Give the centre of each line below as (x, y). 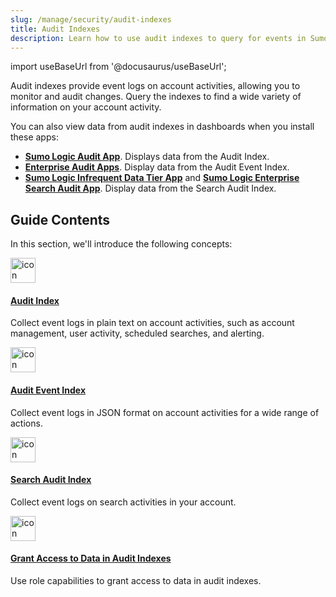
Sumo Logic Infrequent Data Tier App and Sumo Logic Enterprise (162, 178)
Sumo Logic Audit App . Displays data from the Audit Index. (147, 157)
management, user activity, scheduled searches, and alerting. (137, 333)
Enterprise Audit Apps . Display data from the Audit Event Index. (157, 167)
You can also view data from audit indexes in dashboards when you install (162, 127)
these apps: (34, 137)
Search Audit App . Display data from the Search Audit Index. (150, 188)
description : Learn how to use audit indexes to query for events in (158, 38)
